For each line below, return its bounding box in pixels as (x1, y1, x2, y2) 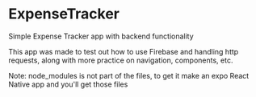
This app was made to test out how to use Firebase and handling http (8, 46, 239, 56)
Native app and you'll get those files (8, 79, 128, 89)
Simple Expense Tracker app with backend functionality (8, 31, 194, 41)
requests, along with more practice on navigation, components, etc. (8, 55, 233, 65)
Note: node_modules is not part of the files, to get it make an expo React (8, 71, 250, 80)
